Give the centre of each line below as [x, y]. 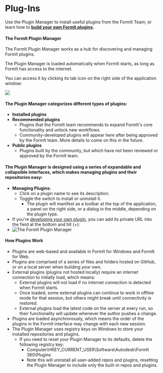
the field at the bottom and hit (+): [46, 224]
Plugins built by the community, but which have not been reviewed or [89, 151]
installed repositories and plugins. [46, 334]
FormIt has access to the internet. [39, 69]
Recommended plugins [36, 120]
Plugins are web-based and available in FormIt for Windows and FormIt [83, 251]
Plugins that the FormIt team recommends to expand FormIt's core [86, 125]
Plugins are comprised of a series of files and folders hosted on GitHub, [84, 262]
